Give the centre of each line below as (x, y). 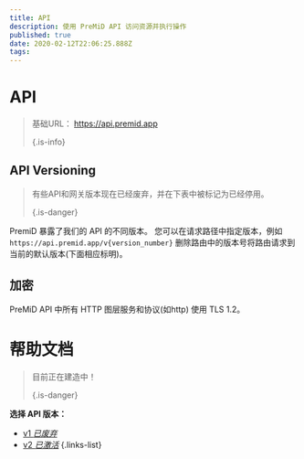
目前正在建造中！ (64, 377)
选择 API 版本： (38, 413)
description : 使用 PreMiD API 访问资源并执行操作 (98, 27)
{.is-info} (48, 142)
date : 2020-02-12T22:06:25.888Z (71, 43)
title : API (30, 18)
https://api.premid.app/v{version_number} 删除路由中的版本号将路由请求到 (152, 242)
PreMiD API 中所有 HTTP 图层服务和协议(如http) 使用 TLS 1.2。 (127, 309)
